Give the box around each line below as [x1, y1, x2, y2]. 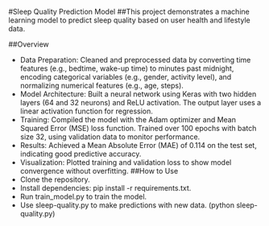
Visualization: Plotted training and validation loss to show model [19, 158, 232, 167]
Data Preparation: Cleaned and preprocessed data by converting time [19, 55, 251, 64]
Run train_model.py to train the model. [19, 192, 147, 201]
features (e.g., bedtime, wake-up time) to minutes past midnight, [19, 64, 234, 73]
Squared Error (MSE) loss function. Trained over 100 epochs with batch [19, 124, 257, 133]
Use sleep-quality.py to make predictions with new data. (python [19, 200, 235, 210]
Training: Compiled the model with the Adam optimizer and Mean [19, 115, 236, 124]
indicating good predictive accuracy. [19, 149, 142, 158]
